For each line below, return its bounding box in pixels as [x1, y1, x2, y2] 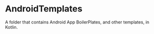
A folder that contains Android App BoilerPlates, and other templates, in [5, 19, 150, 25]
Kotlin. [5, 24, 18, 30]
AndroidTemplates [5, 3, 82, 14]
